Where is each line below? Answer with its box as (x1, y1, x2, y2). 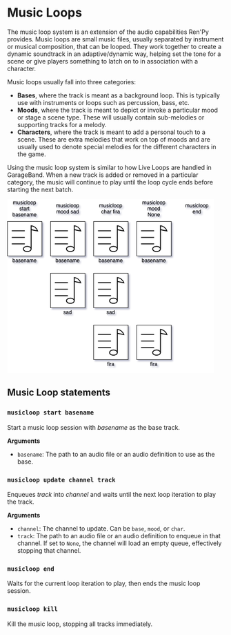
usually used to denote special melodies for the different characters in (17, 142, 217, 151)
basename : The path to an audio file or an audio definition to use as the (17, 450, 215, 458)
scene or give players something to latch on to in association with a (7, 57, 199, 65)
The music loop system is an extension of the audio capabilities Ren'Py (7, 28, 209, 36)
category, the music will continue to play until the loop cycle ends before (7, 178, 214, 186)
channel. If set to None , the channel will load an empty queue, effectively (17, 539, 222, 547)
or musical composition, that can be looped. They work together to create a (7, 42, 222, 50)
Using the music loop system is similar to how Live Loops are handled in (7, 163, 212, 171)
